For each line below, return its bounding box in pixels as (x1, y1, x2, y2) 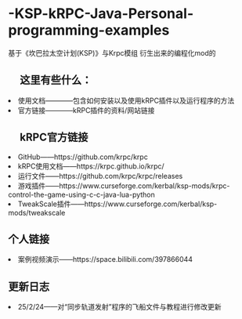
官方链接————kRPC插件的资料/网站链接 (18, 105, 155, 114)
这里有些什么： (19, 74, 92, 87)
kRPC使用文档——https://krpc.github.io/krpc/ (18, 161, 164, 171)
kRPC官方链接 (19, 131, 88, 144)
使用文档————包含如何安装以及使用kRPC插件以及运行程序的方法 (18, 96, 235, 105)
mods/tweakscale (8, 208, 66, 217)
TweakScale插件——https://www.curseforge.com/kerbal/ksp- (18, 199, 218, 208)
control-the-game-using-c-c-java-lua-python (8, 190, 155, 199)
